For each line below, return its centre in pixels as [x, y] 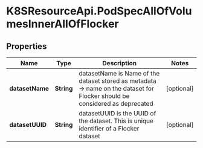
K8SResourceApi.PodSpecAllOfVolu [99, 11]
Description [120, 63]
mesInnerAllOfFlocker [63, 24]
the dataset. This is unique [116, 121]
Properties [27, 46]
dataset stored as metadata [118, 81]
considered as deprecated [116, 104]
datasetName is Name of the [119, 73]
